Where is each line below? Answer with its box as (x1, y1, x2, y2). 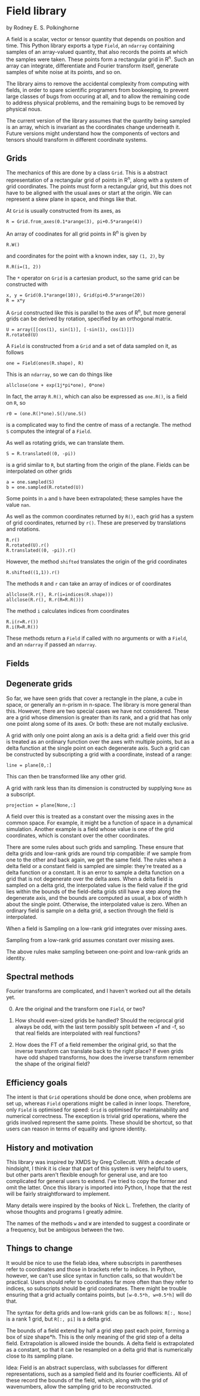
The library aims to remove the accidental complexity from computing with (6, 80, 190, 87)
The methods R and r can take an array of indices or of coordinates (6, 580, 171, 587)
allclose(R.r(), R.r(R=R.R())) (6, 597, 84, 603)
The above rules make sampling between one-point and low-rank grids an (6, 948, 189, 955)
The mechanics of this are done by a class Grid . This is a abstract (6, 169, 168, 176)
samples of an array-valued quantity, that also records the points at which (6, 48, 188, 55)
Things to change (6, 1244, 73, 1254)
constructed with (6, 280, 48, 288)
